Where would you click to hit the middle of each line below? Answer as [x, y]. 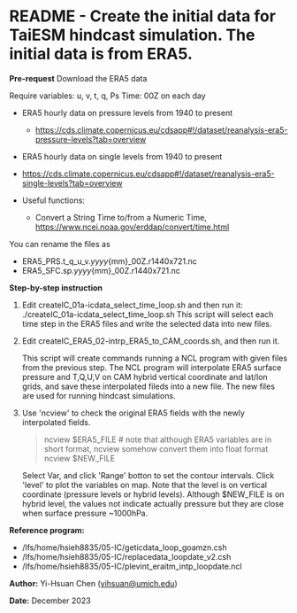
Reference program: [47, 530]
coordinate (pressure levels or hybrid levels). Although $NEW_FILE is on [153, 494]
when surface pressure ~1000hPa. [85, 513]
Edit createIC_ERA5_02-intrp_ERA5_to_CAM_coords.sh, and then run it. [151, 341]
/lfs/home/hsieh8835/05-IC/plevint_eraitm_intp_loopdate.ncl [132, 566]
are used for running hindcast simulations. [99, 395]
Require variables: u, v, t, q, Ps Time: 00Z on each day [107, 96]
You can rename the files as [60, 244]
